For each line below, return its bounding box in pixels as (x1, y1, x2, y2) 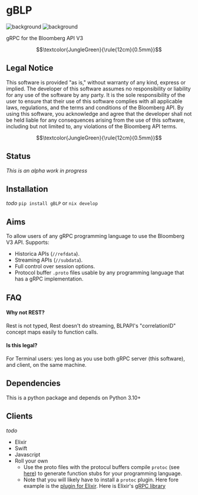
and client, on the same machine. (6, 361, 87, 368)
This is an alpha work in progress (6, 167, 87, 174)
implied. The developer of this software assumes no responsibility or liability (6, 85, 191, 92)
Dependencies (6, 379, 61, 389)
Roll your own (14, 457, 48, 464)
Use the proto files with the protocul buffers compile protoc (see (23, 463, 180, 470)
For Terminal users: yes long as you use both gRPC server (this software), (6, 355, 186, 362)
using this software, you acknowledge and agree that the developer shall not (6, 110, 192, 117)
